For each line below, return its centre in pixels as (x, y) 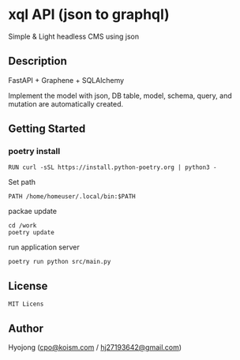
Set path (22, 182)
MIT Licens (26, 304)
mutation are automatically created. (66, 103)
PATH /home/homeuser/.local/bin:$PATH (72, 197)
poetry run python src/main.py (60, 262)
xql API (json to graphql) (89, 15)
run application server (44, 247)
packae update (33, 212)
